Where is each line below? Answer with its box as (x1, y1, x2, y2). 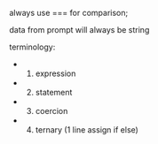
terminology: (9, 42, 56, 52)
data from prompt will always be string (9, 25, 150, 34)
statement (35, 87, 73, 97)
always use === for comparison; (9, 8, 129, 18)
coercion (35, 106, 68, 116)
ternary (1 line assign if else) (35, 125, 139, 135)
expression (35, 68, 76, 79)
